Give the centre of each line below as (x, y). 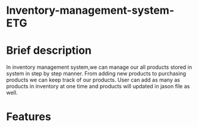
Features (29, 117)
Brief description (49, 51)
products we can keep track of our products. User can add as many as (93, 80)
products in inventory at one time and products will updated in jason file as (98, 86)
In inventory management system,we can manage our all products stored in (99, 67)
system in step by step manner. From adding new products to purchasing (96, 74)
